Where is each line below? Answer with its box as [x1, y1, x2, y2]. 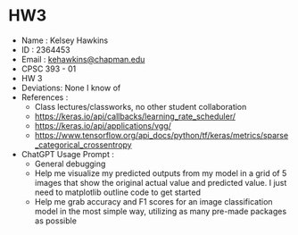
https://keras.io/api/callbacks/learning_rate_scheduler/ [34, 111, 236, 122]
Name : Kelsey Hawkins [21, 35, 109, 46]
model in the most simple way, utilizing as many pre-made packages [34, 206, 287, 216]
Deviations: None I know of [21, 82, 121, 93]
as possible [34, 215, 78, 226]
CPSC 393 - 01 [21, 63, 77, 74]
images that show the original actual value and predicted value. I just [34, 177, 287, 188]
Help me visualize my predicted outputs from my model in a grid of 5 [34, 167, 287, 179]
